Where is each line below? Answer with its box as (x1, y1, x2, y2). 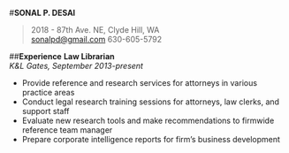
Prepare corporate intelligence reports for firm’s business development (21, 134, 281, 144)
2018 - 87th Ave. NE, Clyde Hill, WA (30, 25, 160, 34)
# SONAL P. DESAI (9, 8, 76, 18)
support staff (21, 106, 70, 116)
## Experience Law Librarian (9, 51, 115, 61)
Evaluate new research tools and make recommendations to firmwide (21, 115, 275, 126)
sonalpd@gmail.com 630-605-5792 (30, 34, 163, 44)
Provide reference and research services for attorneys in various (21, 78, 258, 88)
